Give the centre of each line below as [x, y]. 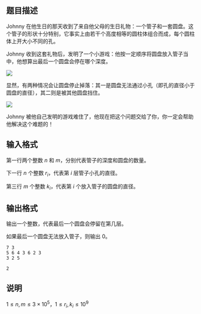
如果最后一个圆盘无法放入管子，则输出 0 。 [58, 236]
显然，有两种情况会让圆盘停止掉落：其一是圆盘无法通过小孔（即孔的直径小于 [100, 85]
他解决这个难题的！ [30, 124]
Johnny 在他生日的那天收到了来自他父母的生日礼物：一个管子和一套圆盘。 [97, 26]
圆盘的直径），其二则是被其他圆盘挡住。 [55, 93]
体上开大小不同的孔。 [32, 41]
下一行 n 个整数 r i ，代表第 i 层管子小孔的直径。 [63, 173]
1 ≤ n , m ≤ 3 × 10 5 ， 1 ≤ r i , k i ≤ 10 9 [47, 304]
